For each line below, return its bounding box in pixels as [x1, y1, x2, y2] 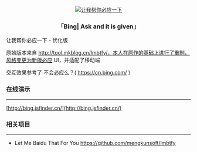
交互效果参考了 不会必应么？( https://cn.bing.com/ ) [6, 69, 131, 76]
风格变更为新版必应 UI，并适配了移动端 [6, 56, 101, 64]
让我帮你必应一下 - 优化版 [6, 37, 69, 44]
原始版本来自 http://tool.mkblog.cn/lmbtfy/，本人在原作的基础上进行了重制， [6, 49, 190, 56]
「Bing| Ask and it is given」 [57, 22, 140, 31]
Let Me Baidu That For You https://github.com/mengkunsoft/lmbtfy [14, 139, 176, 146]
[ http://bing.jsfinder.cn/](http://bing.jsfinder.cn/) [6, 104, 122, 112]
